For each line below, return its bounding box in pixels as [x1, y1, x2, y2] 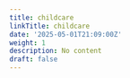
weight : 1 [9, 38, 47, 48]
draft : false [9, 55, 58, 64]
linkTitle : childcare [9, 22, 91, 30]
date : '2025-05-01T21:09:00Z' [9, 30, 123, 39]
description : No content [9, 47, 102, 56]
